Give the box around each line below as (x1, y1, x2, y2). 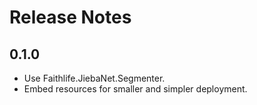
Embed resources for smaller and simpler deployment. (23, 83, 248, 95)
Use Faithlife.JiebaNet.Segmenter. (23, 72, 166, 84)
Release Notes (9, 6, 132, 29)
